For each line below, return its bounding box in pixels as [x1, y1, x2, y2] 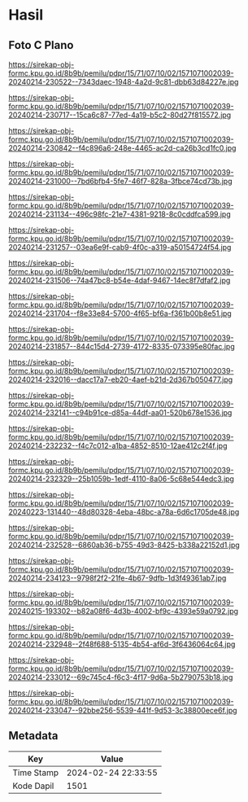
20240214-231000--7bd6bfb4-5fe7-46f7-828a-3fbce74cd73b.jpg [8, 177, 233, 186]
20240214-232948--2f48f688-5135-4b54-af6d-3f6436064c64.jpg [8, 639, 236, 649]
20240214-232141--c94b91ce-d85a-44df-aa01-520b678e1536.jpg [8, 408, 233, 417]
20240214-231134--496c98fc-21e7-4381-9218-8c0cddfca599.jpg [8, 209, 231, 219]
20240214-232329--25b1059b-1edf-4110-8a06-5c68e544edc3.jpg [8, 474, 234, 484]
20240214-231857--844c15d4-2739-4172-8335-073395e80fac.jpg [8, 342, 235, 351]
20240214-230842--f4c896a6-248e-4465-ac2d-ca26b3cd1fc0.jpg [8, 143, 237, 152]
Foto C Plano [8, 38, 74, 52]
